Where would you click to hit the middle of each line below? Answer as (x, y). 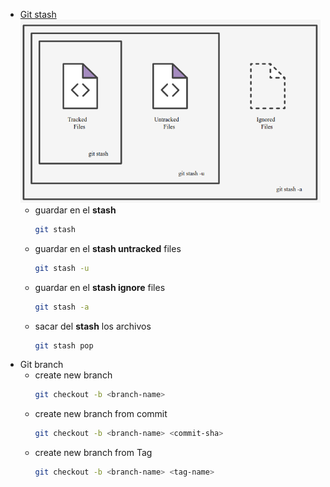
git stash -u (62, 268)
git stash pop (64, 345)
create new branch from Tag (93, 453)
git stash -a (62, 307)
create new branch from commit (101, 414)
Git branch (41, 365)
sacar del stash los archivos (93, 326)
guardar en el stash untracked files (108, 248)
